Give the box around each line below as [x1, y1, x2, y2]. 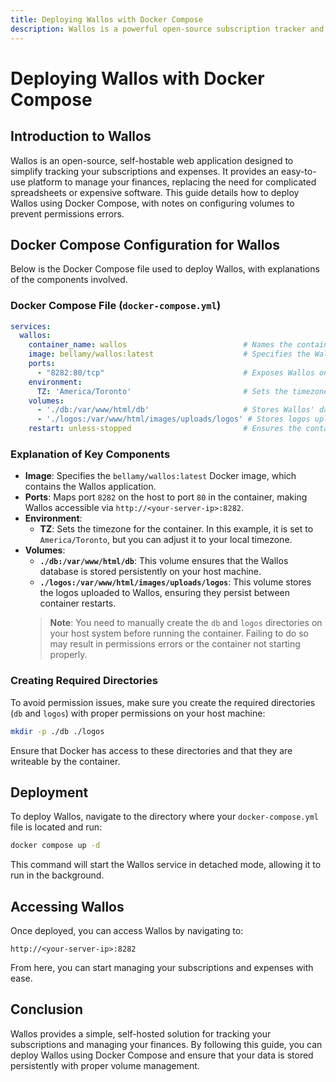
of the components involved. [10, 274, 128, 286]
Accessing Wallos [10, 898, 125, 915]
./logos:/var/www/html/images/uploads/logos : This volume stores [39, 576, 312, 588]
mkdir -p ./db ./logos [10, 726, 105, 736]
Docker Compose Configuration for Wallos [10, 236, 281, 253]
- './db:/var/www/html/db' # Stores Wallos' [36, 405, 315, 415]
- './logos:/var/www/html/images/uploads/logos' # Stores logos [36, 414, 311, 425]
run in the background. [10, 869, 105, 881]
